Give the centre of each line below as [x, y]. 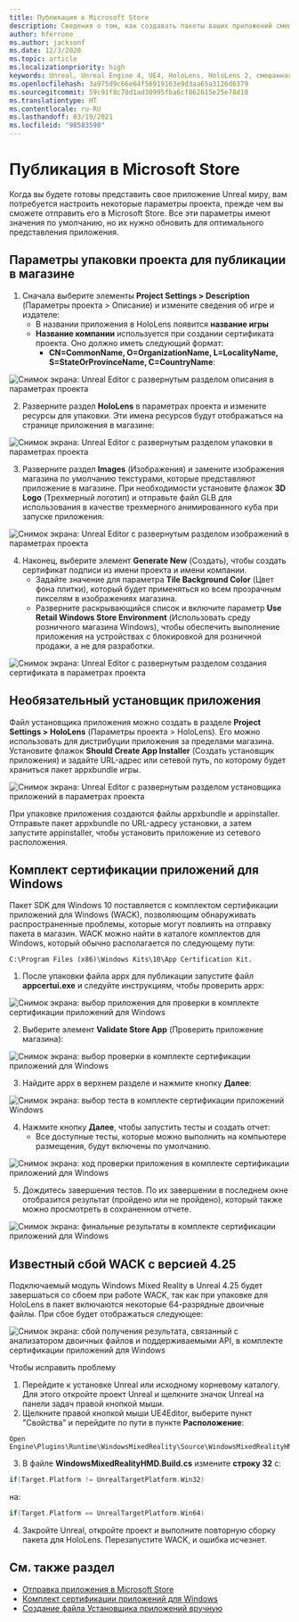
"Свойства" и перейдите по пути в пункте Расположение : [133, 1423]
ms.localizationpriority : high [67, 68]
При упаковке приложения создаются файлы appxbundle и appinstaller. [145, 814]
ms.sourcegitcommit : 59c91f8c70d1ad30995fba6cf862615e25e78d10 [129, 92]
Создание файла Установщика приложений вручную [122, 1608]
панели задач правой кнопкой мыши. [93, 1404]
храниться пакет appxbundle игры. [75, 769]
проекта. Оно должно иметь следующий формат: [129, 343]
